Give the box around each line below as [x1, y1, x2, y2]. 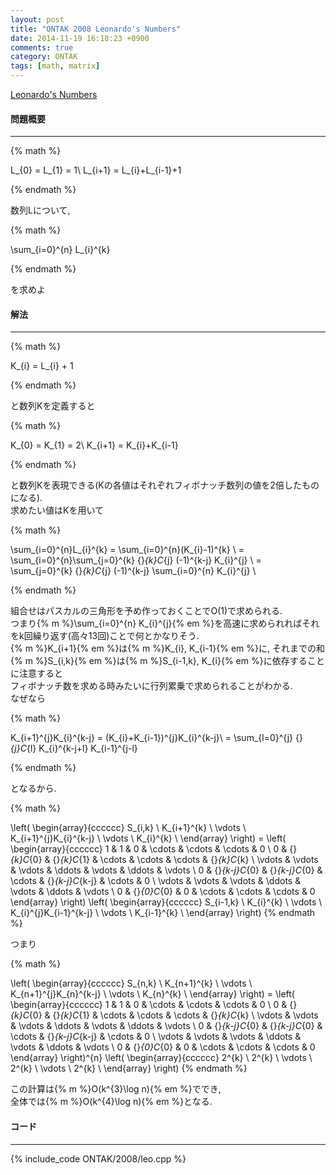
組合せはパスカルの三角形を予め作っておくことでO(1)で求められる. [10, 605, 283, 617]
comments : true [10, 42, 74, 53]
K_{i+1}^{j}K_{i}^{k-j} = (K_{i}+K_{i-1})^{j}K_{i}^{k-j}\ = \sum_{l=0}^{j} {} [10, 732, 303, 744]
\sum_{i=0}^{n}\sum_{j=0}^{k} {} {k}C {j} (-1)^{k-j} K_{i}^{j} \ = [10, 554, 262, 566]
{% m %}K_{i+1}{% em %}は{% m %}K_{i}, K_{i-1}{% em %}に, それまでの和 [10, 642, 325, 655]
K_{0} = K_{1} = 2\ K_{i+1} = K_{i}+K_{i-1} [10, 439, 179, 451]
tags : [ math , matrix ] [10, 61, 101, 71]
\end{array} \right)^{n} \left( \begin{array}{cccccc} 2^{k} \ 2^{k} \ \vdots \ [10, 1052, 313, 1064]
